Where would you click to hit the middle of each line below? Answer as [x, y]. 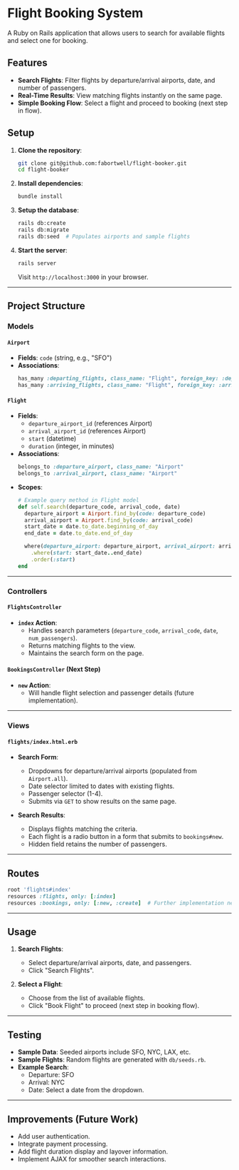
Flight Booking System [75, 13]
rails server [37, 263]
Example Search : [43, 1067]
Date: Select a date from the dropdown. [86, 1090]
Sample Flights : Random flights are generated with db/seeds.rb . [112, 1060]
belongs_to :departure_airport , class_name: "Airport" [101, 467]
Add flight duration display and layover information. [93, 1151]
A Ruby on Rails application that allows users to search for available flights [116, 33]
